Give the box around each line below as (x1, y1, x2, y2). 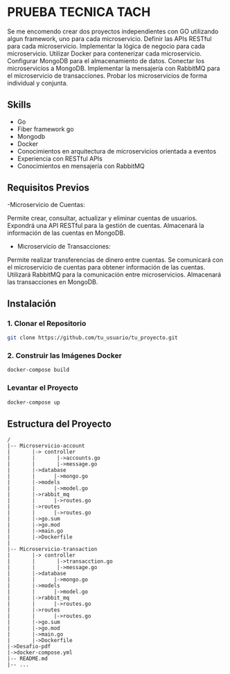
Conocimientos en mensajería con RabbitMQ (17, 161, 145, 170)
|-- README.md (7, 655, 48, 662)
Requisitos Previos (7, 182, 90, 194)
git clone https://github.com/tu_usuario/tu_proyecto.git (7, 334, 178, 341)
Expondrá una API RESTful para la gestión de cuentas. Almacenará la (7, 221, 204, 229)
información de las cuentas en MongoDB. (7, 229, 126, 237)
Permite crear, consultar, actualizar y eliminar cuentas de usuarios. (7, 213, 197, 222)
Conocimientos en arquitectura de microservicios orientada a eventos (17, 147, 217, 155)
